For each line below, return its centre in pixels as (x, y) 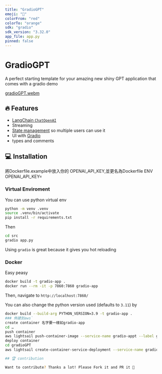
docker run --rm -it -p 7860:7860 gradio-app (51, 286)
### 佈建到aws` (19, 318)
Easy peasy (16, 273)
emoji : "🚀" (16, 14)
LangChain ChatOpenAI (34, 120)
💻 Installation (26, 156)
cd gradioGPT (18, 345)
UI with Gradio (26, 135)
